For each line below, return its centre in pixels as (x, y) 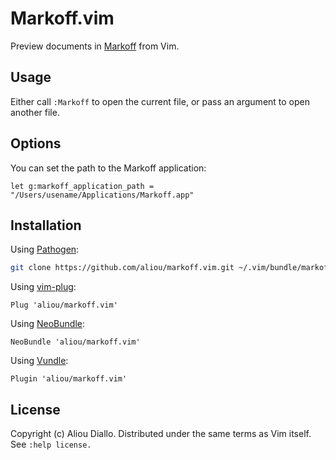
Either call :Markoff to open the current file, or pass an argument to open (160, 101)
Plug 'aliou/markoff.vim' (64, 305)
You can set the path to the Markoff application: (108, 168)
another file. (35, 112)
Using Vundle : (39, 361)
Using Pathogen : (45, 249)
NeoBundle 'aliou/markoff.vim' (75, 342)
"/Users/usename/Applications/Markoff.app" (102, 195)
